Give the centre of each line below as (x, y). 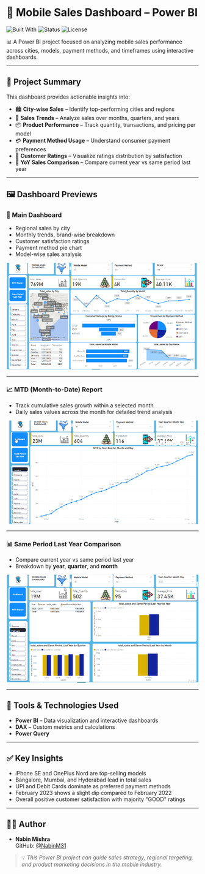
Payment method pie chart (49, 248)
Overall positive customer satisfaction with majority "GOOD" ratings (100, 799)
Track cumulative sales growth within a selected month (84, 405)
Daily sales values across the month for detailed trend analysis (94, 412)
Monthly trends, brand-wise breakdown (65, 235)
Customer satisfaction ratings (52, 241)
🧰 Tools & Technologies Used (63, 706)
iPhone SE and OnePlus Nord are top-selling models (81, 773)
